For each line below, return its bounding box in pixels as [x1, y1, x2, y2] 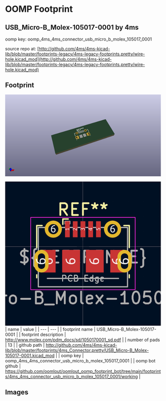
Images [5, 388, 29, 396]
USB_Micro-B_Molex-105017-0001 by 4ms [5, 23, 139, 32]
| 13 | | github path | [5, 342, 45, 348]
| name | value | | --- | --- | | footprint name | [5, 326, 96, 332]
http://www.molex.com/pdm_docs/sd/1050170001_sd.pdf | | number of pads [5, 337, 160, 343]
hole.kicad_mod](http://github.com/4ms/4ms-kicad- [5, 56, 112, 62]
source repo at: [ [5, 46, 39, 51]
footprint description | [21, 332, 66, 338]
